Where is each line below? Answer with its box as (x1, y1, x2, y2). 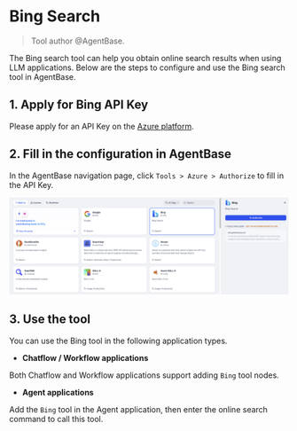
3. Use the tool (9, 312, 91, 327)
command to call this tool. (9, 413, 104, 424)
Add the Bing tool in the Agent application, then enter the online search (9, 404, 269, 414)
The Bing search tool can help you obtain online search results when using (9, 52, 282, 63)
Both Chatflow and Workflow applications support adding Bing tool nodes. (9, 370, 279, 380)
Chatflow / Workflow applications (21, 352, 149, 363)
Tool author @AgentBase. (30, 35, 125, 46)
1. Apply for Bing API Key (9, 98, 149, 113)
